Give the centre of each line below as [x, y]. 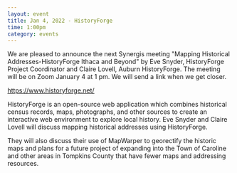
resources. [23, 164]
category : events [33, 34]
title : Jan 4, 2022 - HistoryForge [60, 21]
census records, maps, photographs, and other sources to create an [107, 112]
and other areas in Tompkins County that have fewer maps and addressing [117, 156]
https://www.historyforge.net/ [51, 90]
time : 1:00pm [27, 27]
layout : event [28, 14]
